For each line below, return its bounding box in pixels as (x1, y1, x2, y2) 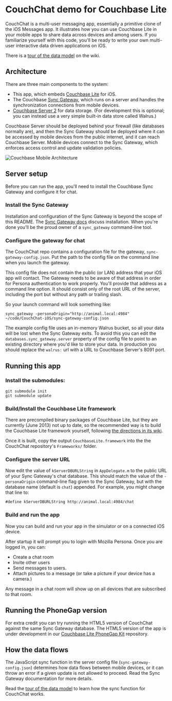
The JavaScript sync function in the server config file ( (5, 659, 121, 666)
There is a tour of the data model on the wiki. (5, 52, 101, 59)
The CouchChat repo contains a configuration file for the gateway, (5, 248, 145, 255)
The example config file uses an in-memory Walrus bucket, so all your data (5, 325, 164, 331)
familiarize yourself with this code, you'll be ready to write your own (5, 37, 149, 43)
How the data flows (5, 645, 69, 654)
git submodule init (5, 388, 47, 394)
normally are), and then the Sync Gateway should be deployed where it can (5, 128, 165, 134)
